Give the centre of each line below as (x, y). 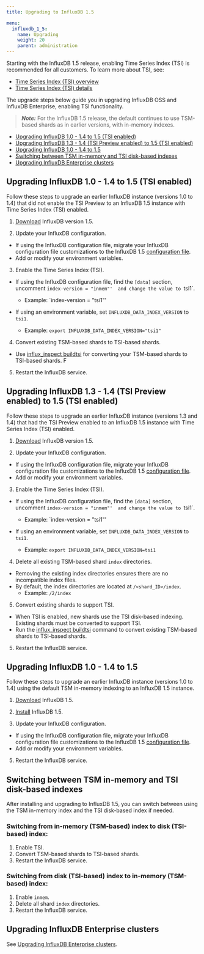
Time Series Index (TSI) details (54, 88)
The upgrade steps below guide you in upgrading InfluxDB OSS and (92, 100)
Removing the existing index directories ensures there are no (92, 573)
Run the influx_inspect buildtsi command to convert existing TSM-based (106, 629)
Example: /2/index (48, 593)
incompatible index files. (46, 580)
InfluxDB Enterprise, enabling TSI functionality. (65, 106)
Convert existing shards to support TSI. (64, 605)
